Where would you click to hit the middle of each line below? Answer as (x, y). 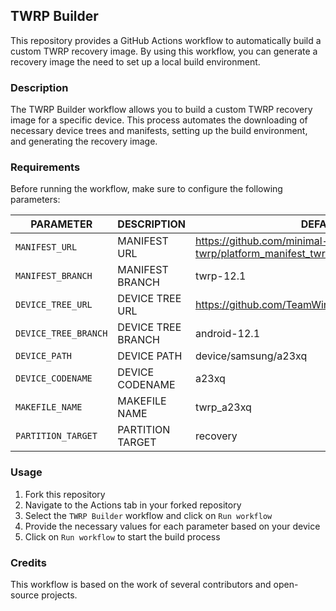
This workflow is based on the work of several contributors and (141, 584)
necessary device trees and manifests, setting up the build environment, (159, 131)
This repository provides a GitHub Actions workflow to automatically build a (166, 40)
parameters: (35, 200)
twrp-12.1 (220, 276)
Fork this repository (65, 494)
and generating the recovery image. (84, 141)
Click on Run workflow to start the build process (122, 536)
